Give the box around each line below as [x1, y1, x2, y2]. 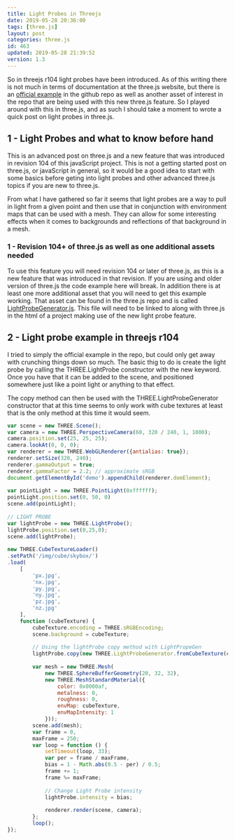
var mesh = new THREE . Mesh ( [32, 663, 114, 670]
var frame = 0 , [32, 729, 77, 736]
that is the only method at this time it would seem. [7, 408, 151, 417]
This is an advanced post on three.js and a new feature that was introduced [7, 151, 225, 160]
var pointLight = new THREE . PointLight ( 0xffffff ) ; [7, 487, 158, 494]
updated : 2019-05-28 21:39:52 [7, 50, 96, 57]
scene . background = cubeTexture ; [32, 630, 130, 638]
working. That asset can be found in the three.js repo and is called [7, 296, 198, 305]
